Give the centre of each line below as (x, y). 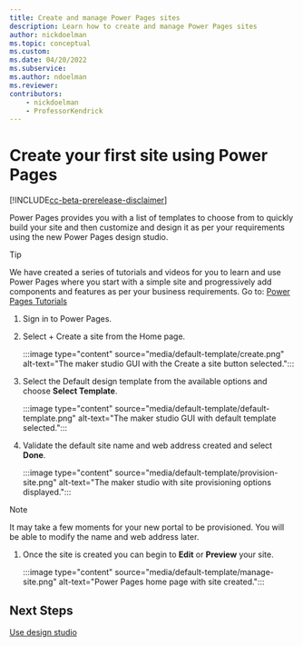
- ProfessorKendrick (64, 111)
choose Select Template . (70, 391)
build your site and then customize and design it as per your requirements (147, 227)
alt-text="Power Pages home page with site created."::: (161, 582)
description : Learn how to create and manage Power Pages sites (133, 26)
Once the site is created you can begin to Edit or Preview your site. (148, 554)
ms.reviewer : (34, 85)
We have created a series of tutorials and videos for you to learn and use (145, 273)
